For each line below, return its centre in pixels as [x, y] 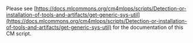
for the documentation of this [148, 27]
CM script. [19, 34]
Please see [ [21, 9]
